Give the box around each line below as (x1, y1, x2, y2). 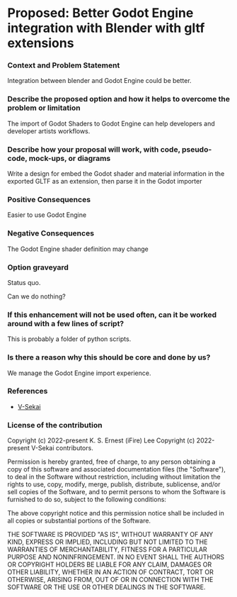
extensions (7, 35, 74, 51)
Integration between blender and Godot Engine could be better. (7, 77, 192, 85)
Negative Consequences (7, 228, 94, 238)
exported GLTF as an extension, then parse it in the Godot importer (7, 177, 202, 186)
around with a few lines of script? (7, 318, 125, 328)
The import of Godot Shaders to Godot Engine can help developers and (7, 119, 216, 128)
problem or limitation (7, 103, 81, 113)
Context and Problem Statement (7, 60, 120, 70)
